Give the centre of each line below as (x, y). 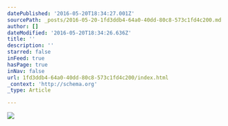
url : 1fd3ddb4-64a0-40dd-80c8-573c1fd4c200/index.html (88, 77)
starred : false (29, 52)
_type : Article (29, 90)
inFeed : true (26, 59)
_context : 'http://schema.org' (52, 84)
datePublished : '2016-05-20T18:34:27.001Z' (71, 13)
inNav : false (26, 71)
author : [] (23, 26)
